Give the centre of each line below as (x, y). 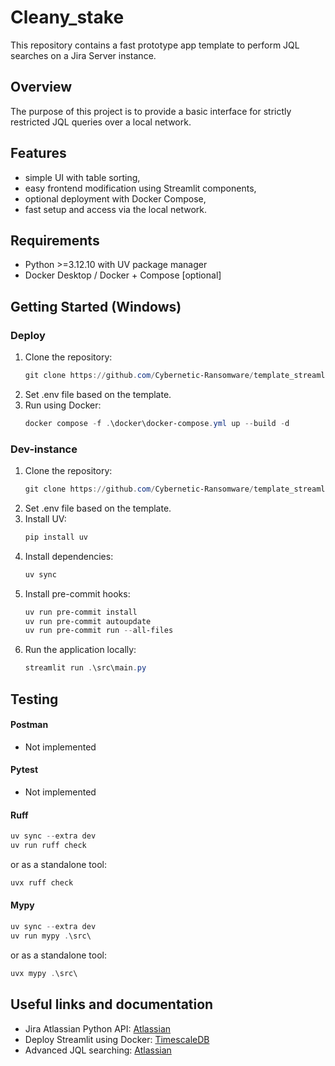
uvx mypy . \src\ (44, 973)
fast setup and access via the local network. (115, 209)
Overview (41, 87)
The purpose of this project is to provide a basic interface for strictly (151, 111)
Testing (34, 699)
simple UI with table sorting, (82, 177)
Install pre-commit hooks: (77, 593)
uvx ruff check (42, 882)
